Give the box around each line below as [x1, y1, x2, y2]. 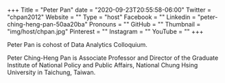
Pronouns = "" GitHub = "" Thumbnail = [88, 20, 201, 28]
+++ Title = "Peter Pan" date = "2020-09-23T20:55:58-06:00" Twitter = [7, 6, 211, 14]
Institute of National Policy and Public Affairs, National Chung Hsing [7, 61, 198, 69]
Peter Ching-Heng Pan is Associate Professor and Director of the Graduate [7, 54, 219, 62]
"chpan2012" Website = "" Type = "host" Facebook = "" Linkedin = [7, 13, 196, 21]
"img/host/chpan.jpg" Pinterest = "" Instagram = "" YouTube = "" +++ [7, 27, 204, 35]
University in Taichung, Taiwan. [7, 68, 96, 76]
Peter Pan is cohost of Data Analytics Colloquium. [7, 41, 147, 48]
